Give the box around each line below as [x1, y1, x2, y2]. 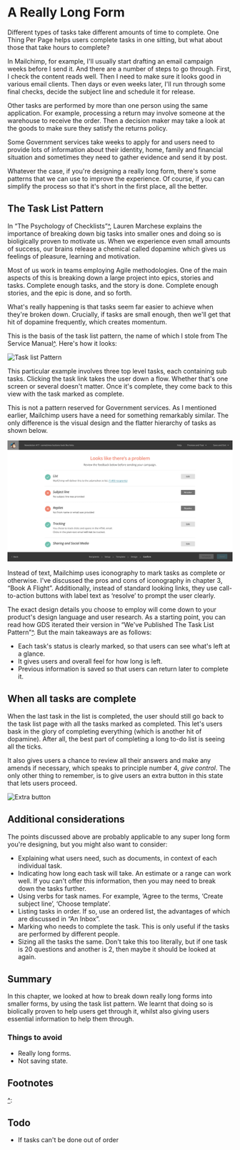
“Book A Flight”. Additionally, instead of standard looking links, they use [7, 584, 218, 592]
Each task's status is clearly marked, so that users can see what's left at [17, 641, 231, 650]
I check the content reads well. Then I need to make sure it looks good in [7, 72, 221, 81]
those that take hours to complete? [7, 43, 110, 51]
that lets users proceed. [7, 779, 77, 787]
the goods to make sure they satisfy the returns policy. [7, 124, 168, 132]
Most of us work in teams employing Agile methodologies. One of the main [7, 266, 227, 274]
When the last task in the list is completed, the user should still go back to [7, 711, 224, 720]
